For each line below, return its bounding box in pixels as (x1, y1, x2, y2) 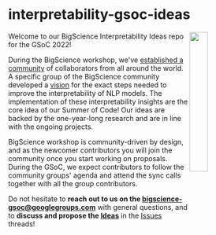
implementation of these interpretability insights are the (8, 97, 188, 106)
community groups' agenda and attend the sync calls (8, 171, 181, 180)
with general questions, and (97, 202, 188, 211)
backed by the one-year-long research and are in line (8, 113, 181, 123)
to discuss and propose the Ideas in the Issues (8, 211, 162, 220)
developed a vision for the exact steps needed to (8, 80, 167, 90)
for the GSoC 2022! (8, 39, 72, 49)
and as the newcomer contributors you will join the (8, 145, 173, 155)
